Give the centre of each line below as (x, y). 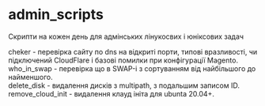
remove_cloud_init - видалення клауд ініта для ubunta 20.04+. (112, 93)
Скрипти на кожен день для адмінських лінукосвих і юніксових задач (126, 36)
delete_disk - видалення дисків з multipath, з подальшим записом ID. (124, 85)
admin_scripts (56, 15)
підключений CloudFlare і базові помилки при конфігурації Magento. (123, 60)
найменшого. (30, 77)
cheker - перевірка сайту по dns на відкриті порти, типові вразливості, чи (133, 51)
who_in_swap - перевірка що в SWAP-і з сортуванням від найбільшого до (132, 68)
